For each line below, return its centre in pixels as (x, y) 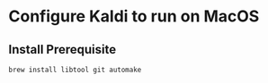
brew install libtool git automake (75, 70)
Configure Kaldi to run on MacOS (134, 17)
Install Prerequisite (63, 50)
